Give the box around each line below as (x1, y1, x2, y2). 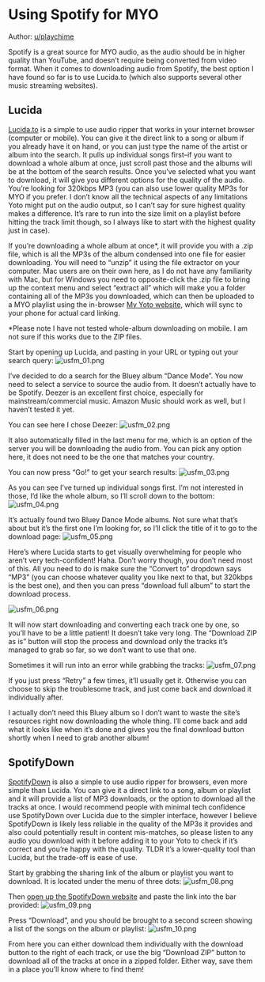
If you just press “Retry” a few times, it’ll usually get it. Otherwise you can (8, 675, 247, 685)
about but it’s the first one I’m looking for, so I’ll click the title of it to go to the (8, 523, 258, 533)
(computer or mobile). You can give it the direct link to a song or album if (8, 133, 244, 142)
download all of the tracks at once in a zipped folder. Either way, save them (8, 956, 253, 965)
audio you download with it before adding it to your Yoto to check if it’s (8, 836, 239, 845)
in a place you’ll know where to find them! (8, 964, 145, 974)
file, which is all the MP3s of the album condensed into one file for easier (8, 249, 246, 259)
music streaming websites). (8, 81, 98, 90)
